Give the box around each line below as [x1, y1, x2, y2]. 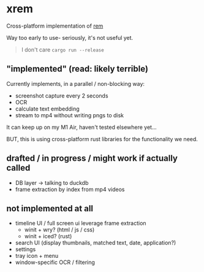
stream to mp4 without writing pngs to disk [15, 111, 124, 119]
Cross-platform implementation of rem [6, 22, 104, 29]
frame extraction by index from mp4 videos [15, 185, 125, 193]
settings [15, 246, 36, 253]
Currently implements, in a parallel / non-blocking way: [6, 80, 145, 87]
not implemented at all [6, 203, 94, 214]
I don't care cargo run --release [21, 45, 104, 53]
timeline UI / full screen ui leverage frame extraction [15, 220, 146, 227]
